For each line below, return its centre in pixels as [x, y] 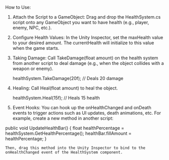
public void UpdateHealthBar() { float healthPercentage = [65, 128]
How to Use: [18, 7]
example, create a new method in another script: [63, 118]
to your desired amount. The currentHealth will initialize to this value [83, 43]
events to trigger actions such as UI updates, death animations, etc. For [87, 113]
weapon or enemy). [33, 68]
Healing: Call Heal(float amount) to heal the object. [65, 88]
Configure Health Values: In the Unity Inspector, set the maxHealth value [88, 37]
